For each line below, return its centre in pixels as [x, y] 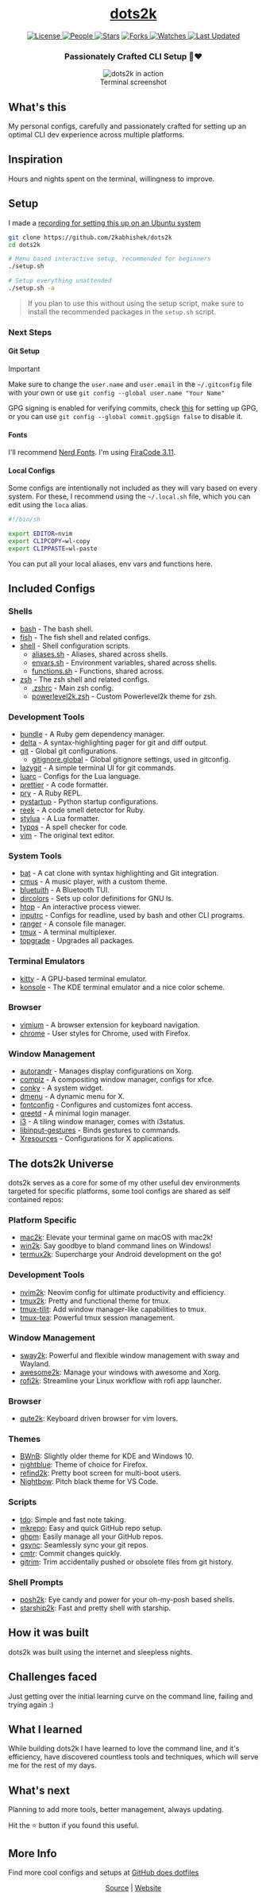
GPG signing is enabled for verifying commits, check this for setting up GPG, [133, 408]
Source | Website [133, 1888]
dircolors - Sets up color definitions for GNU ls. [96, 899]
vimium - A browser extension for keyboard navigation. [110, 1024]
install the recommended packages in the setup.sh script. [122, 311]
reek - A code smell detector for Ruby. [82, 810]
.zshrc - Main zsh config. [72, 688]
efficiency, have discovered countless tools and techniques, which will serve [133, 1757]
